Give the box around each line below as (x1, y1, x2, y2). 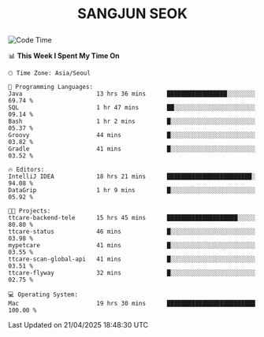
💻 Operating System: (8, 291, 79, 299)
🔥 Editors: (8, 166, 45, 174)
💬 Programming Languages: (8, 83, 93, 91)
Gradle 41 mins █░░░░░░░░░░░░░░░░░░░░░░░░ (8, 145, 256, 154)
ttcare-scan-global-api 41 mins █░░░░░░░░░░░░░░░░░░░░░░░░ (8, 255, 256, 264)
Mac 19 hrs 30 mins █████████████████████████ (8, 300, 256, 308)
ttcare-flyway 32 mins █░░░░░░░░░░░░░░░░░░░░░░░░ (8, 269, 256, 277)
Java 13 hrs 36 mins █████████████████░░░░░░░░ (8, 90, 256, 98)
